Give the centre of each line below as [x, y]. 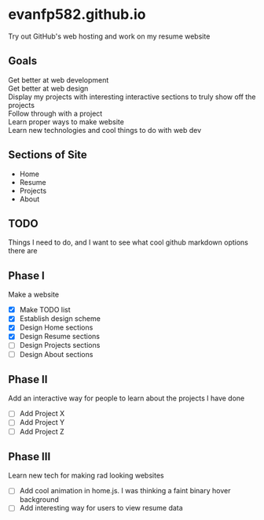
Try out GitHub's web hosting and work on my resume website [109, 36]
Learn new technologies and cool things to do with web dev [105, 130]
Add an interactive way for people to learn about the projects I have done [126, 398]
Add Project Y [42, 422]
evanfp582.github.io [77, 15]
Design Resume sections [60, 337]
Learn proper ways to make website [66, 122]
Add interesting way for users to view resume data [101, 508]
